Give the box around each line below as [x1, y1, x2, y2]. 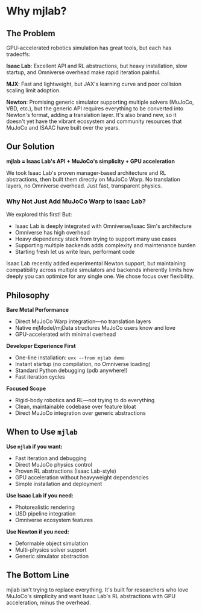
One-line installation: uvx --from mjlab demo [14, 354, 125, 361]
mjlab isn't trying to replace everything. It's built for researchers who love [6, 586, 189, 593]
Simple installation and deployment [14, 480, 103, 487]
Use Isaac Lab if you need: [6, 491, 74, 499]
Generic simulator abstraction [14, 552, 89, 560]
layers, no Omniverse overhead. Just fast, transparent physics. [6, 182, 163, 189]
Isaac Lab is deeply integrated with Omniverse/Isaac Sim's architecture [14, 222, 192, 230]
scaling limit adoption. [6, 87, 61, 94]
